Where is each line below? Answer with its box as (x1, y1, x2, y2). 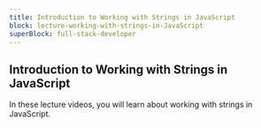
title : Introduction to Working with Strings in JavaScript (9, 12, 236, 22)
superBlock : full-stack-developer (9, 29, 137, 38)
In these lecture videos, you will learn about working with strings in (9, 99, 253, 110)
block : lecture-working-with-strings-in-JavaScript (9, 21, 203, 30)
